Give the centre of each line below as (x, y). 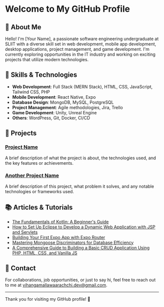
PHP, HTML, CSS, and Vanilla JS (45, 253)
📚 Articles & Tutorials (39, 208)
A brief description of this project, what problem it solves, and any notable (80, 186)
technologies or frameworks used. (40, 191)
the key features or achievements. (39, 163)
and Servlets (25, 232)
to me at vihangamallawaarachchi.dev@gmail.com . (56, 285)
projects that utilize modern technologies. (47, 59)
